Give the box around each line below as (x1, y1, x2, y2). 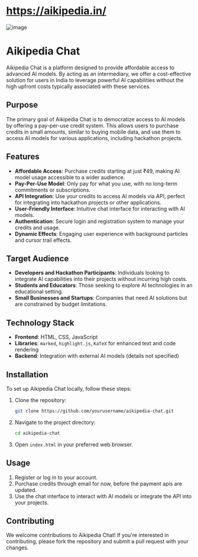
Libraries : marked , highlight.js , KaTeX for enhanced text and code (14, 340, 176, 347)
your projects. (14, 498, 49, 506)
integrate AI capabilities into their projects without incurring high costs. (14, 276, 187, 283)
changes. (6, 544, 29, 551)
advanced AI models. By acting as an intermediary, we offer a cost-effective (6, 70, 191, 77)
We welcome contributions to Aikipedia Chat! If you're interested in (6, 532, 170, 539)
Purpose (6, 100, 38, 110)
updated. (14, 486, 37, 493)
